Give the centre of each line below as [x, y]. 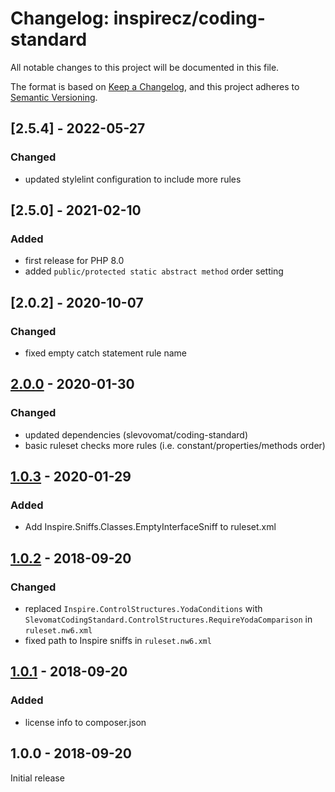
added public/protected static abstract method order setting [154, 271]
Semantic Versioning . [54, 97]
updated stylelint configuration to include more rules [133, 179]
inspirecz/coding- [189, 18]
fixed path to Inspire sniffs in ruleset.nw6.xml [118, 641]
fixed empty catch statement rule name [105, 353]
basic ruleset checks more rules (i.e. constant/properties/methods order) [175, 445]
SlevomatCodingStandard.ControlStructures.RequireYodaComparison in [168, 619]
